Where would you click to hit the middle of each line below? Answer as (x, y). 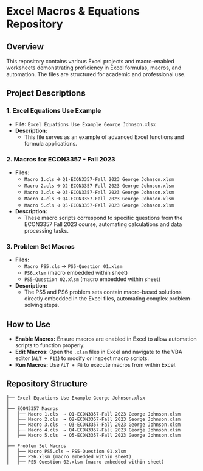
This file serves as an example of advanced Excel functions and (104, 137)
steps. (51, 305)
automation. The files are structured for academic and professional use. (96, 74)
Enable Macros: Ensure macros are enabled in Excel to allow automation (106, 339)
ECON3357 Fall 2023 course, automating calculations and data (103, 224)
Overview (25, 47)
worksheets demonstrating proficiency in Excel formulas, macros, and (94, 68)
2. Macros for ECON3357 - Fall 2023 (61, 159)
